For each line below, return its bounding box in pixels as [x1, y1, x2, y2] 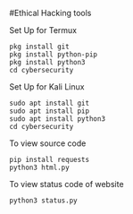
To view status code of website [9, 179, 124, 189]
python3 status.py [9, 196, 78, 205]
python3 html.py [9, 163, 70, 172]
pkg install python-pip [9, 50, 98, 59]
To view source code [9, 138, 87, 149]
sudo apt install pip [9, 107, 90, 116]
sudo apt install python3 [9, 115, 105, 124]
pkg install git [9, 42, 70, 51]
